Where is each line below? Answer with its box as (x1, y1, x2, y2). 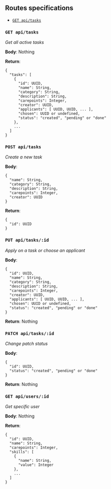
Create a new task (5, 154, 43, 160)
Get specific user (5, 404, 40, 410)
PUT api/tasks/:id (5, 237, 49, 243)
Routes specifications (5, 4, 74, 12)
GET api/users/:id (5, 393, 49, 399)
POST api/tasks (5, 144, 42, 150)
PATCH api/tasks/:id (5, 331, 55, 336)
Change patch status (5, 340, 48, 346)
